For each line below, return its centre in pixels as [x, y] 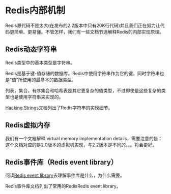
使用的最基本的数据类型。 [49, 80]
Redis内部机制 [35, 10]
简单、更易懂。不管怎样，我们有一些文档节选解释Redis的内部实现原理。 [89, 31]
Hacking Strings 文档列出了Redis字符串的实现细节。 [59, 108]
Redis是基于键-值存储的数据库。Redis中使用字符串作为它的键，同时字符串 [83, 73]
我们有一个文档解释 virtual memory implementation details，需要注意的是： [84, 138]
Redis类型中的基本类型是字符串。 [40, 62]
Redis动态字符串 [31, 50]
